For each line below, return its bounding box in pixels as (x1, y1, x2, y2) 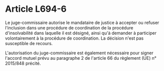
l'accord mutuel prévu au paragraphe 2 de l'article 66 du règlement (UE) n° (5, 55, 157, 61)
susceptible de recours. (5, 40, 53, 46)
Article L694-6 (5, 3, 67, 15)
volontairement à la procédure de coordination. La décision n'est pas (5, 35, 144, 41)
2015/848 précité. (5, 60, 41, 66)
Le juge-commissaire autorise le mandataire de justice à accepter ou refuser (5, 20, 160, 25)
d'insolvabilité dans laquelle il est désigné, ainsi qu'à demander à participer (5, 30, 157, 36)
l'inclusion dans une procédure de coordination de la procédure (5, 24, 134, 30)
